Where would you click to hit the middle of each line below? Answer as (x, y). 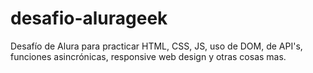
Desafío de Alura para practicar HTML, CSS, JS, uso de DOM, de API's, (156, 46)
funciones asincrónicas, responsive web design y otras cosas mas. (148, 56)
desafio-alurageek (89, 18)
